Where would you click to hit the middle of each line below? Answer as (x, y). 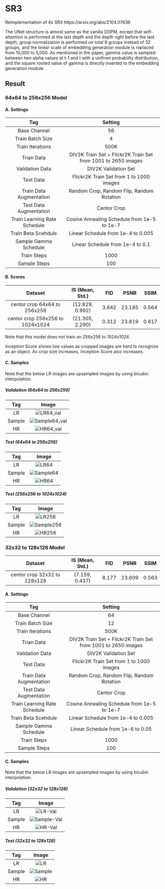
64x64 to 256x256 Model (36, 98)
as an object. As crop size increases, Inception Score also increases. (75, 351)
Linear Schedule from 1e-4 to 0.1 (111, 245)
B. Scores (15, 277)
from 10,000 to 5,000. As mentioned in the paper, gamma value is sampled (80, 53)
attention (14, 37)
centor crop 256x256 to (36, 318)
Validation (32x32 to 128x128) (36, 789)
